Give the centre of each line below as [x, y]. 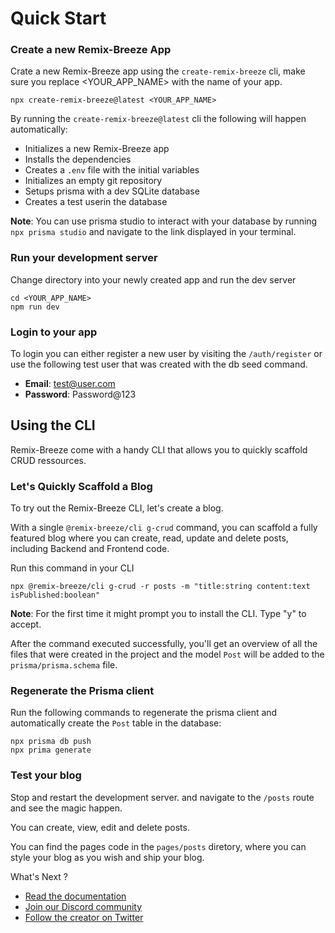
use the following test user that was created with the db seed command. [159, 364]
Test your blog [46, 775]
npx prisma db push [51, 742]
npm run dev [35, 307]
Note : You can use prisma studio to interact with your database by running [164, 221]
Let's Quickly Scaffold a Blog [81, 486]
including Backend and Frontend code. [90, 549]
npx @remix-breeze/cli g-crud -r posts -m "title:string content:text [160, 587]
